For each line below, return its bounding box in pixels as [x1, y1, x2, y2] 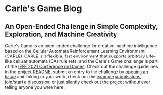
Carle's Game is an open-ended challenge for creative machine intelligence [5, 43, 158, 49]
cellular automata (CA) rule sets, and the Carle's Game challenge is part [13, 58, 158, 64]
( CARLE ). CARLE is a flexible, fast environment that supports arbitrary [5, 53, 145, 59]
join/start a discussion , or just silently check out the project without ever [5, 79, 151, 85]
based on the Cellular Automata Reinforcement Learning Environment [5, 48, 145, 54]
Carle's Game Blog [5, 3, 82, 14]
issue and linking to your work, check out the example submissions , [5, 74, 142, 79]
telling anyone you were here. [5, 84, 65, 90]
